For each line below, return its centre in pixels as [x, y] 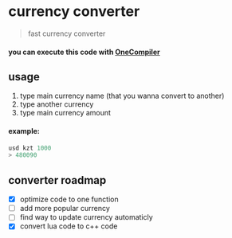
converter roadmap [57, 180]
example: [24, 131]
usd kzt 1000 [30, 148]
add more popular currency [65, 209]
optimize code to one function [69, 199]
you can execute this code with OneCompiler [85, 52]
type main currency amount [65, 113]
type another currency [57, 104]
